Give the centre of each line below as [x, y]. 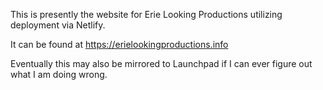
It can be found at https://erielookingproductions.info [119, 44]
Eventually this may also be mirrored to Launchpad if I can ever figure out [161, 63]
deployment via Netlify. [58, 25]
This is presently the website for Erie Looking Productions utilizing [146, 14]
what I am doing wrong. [59, 74]
